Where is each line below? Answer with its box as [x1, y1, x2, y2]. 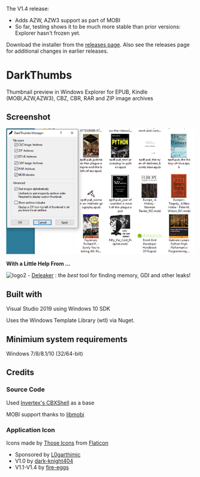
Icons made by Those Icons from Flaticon [6, 439, 109, 446]
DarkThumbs [6, 68, 72, 82]
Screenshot [6, 112, 51, 122]
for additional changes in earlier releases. [6, 47, 109, 55]
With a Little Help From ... [6, 260, 71, 268]
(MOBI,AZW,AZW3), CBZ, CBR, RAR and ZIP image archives [6, 94, 154, 101]
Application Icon [6, 425, 55, 434]
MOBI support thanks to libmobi [6, 410, 85, 418]
